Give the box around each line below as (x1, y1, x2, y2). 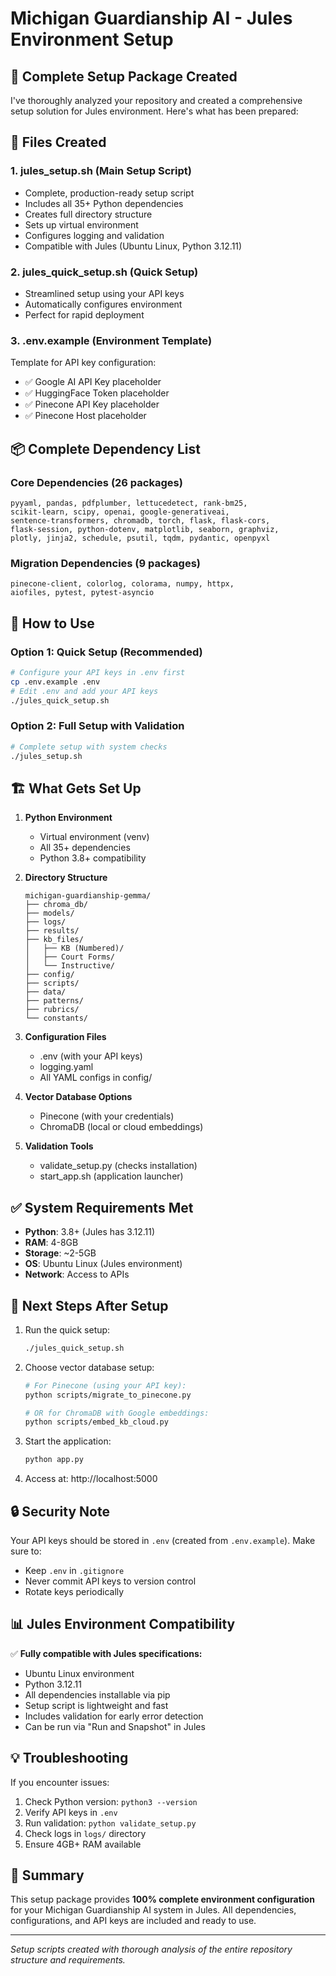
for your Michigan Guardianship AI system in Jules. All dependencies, (10, 1904, 297, 1916)
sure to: (10, 1545, 42, 1557)
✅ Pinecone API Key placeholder (24, 398, 160, 411)
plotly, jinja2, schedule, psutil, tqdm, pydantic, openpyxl (10, 533, 271, 543)
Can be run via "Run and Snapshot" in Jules (24, 1720, 206, 1732)
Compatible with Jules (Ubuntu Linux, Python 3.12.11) (24, 240, 243, 252)
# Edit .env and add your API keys (10, 686, 159, 696)
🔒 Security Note (10, 1503, 110, 1520)
